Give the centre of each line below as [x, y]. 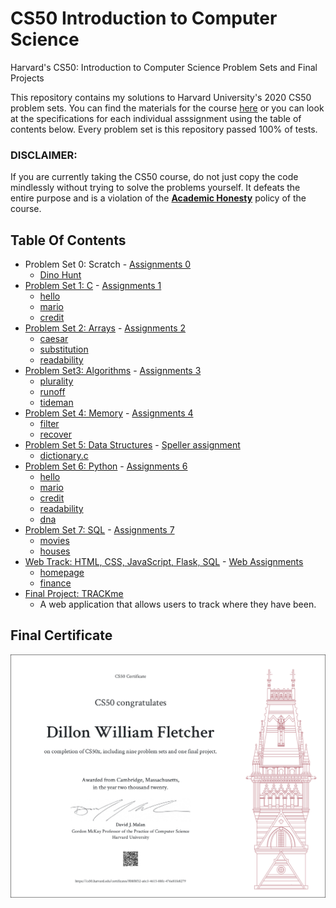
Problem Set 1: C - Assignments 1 [93, 286]
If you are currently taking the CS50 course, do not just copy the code [154, 177]
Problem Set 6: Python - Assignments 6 [106, 466]
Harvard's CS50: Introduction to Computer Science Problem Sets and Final [164, 67]
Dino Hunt [60, 275]
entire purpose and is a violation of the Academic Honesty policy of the [158, 198]
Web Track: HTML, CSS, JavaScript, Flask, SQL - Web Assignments [164, 562]
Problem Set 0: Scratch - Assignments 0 [108, 264]
